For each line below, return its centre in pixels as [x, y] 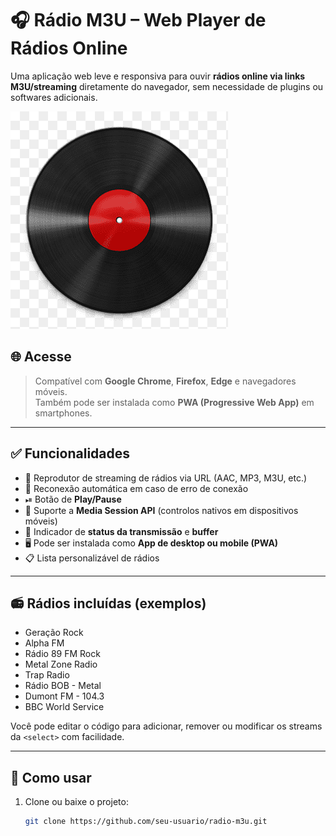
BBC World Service [64, 707]
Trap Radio [47, 675]
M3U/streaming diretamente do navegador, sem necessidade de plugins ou [167, 86]
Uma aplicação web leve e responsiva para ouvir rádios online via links [158, 76]
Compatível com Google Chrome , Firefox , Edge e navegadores [165, 381]
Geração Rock [54, 633]
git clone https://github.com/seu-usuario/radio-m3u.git [146, 822]
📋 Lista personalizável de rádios [92, 558]
